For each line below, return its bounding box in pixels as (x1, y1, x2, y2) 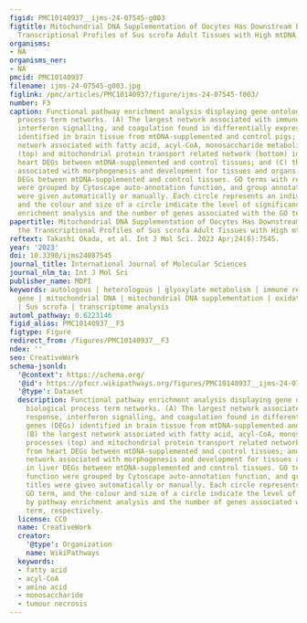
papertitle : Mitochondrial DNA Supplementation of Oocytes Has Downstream (9, 216, 301, 227)
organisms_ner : (9, 56, 68, 65)
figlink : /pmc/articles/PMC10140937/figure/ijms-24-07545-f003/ (9, 90, 259, 99)
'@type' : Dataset (17, 387, 84, 396)
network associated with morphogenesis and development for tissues (26, 455, 292, 464)
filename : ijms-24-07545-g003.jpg (9, 81, 142, 90)
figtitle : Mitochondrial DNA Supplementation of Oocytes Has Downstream (9, 22, 292, 31)
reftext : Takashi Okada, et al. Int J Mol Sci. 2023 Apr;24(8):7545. (9, 234, 281, 243)
